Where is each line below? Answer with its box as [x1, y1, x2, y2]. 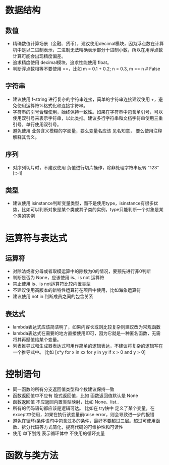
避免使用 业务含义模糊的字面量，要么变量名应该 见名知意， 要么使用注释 [12, 127, 162, 134]
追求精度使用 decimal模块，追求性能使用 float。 [12, 59, 112, 65]
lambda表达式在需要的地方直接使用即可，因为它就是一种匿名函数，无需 [12, 330, 161, 337]
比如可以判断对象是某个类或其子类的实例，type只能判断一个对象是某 [21, 207, 164, 213]
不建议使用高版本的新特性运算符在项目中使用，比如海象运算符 [12, 287, 141, 293]
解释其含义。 [12, 134, 39, 140]
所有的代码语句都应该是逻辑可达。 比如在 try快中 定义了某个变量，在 [12, 405, 155, 411]
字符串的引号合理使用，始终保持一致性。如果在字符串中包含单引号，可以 [12, 109, 163, 115]
